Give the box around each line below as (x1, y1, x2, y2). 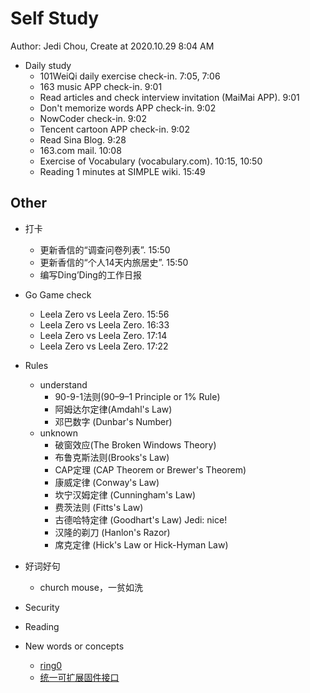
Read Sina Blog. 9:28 (39, 133, 127, 146)
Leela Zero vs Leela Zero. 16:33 (39, 318, 170, 331)
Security (24, 601, 60, 613)
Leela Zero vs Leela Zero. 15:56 (39, 308, 170, 320)
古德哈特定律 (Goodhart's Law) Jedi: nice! (54, 513, 228, 526)
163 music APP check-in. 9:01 (39, 80, 163, 92)
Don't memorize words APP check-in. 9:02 (39, 102, 217, 114)
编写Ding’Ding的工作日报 (39, 268, 142, 281)
